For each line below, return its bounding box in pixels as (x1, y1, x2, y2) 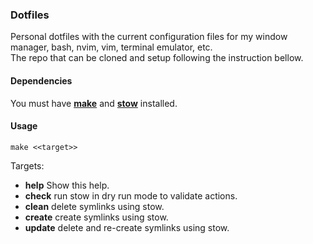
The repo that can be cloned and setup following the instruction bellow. (10, 52, 304, 64)
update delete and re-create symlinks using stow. (24, 221, 230, 233)
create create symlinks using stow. (24, 211, 169, 223)
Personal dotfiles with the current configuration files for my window (10, 31, 288, 43)
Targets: (10, 159, 45, 172)
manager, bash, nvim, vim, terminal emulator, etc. (10, 41, 213, 53)
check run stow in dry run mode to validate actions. (24, 189, 238, 202)
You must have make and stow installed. (10, 97, 178, 109)
